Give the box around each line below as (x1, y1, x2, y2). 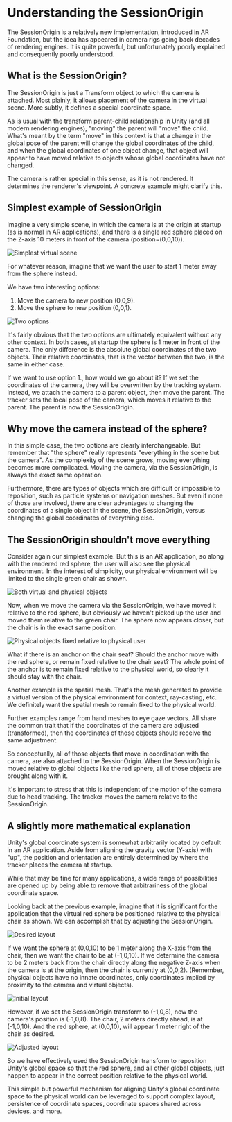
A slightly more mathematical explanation (7, 820, 191, 832)
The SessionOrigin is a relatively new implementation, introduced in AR (7, 28, 209, 36)
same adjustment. (7, 736, 58, 745)
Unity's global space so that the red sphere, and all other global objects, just (7, 1064, 225, 1072)
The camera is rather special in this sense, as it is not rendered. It (7, 174, 194, 182)
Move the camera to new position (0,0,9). (17, 296, 135, 305)
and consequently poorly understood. (7, 50, 115, 58)
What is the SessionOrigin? (7, 70, 127, 82)
